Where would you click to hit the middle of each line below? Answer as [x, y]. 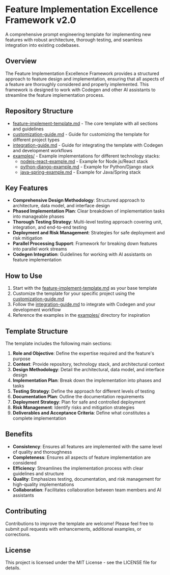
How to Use [24, 276]
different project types [36, 140]
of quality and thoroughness [42, 452]
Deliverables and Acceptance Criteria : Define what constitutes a [81, 413]
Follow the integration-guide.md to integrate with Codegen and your [84, 305]
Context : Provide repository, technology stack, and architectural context [89, 364]
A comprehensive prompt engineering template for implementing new [78, 34]
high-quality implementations [43, 484]
